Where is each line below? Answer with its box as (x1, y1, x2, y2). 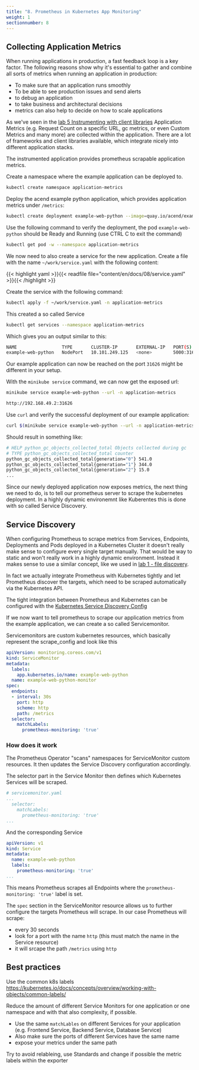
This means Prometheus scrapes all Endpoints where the (6, 884, 145, 891)
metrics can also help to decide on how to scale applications (14, 107, 163, 114)
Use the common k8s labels (6, 978, 74, 985)
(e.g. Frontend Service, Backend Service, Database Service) (14, 1026, 162, 1033)
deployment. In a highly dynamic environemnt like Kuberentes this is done (6, 496, 187, 503)
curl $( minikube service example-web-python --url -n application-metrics (6, 423, 195, 429)
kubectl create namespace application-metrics (6, 185, 123, 191)
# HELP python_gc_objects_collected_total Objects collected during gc (6, 445, 187, 451)
